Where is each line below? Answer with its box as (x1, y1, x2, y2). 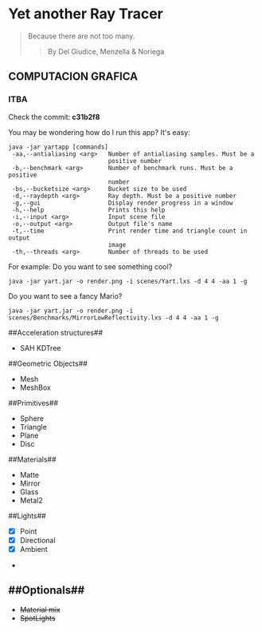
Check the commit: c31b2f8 (8, 112, 100, 121)
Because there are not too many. (27, 31, 135, 41)
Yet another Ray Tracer (8, 5, 163, 23)
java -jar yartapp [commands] (8, 143, 109, 151)
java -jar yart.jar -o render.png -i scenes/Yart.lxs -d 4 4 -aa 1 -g (8, 277, 248, 285)
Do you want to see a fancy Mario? (8, 291, 123, 300)
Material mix (19, 605, 61, 614)
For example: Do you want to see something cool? (8, 261, 173, 272)
